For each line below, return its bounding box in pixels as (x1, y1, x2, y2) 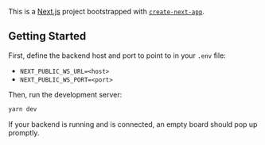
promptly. (8, 128, 40, 137)
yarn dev (8, 105, 37, 113)
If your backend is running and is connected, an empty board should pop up (8, 119, 258, 129)
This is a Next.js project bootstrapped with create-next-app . (8, 7, 205, 16)
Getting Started (8, 29, 87, 43)
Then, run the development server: (8, 90, 123, 99)
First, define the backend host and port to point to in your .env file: (8, 51, 227, 60)
